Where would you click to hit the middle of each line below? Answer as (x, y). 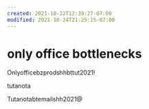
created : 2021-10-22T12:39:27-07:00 (59, 13)
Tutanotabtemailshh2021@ (45, 99)
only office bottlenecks (74, 54)
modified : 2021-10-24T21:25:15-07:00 (61, 20)
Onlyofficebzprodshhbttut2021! (51, 73)
